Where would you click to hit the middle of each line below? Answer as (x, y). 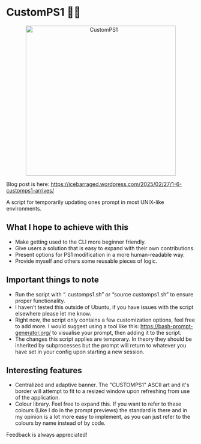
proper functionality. (40, 301)
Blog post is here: (28, 184)
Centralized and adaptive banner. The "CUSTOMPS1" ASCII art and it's (102, 385)
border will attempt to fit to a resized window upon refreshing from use (102, 391)
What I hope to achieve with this (67, 227)
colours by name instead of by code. (60, 423)
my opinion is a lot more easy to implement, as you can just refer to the (103, 417)
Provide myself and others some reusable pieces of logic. (86, 261)
